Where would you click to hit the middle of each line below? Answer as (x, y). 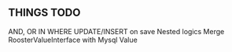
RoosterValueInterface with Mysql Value (73, 40)
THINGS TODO (44, 13)
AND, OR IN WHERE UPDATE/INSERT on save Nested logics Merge (116, 31)
